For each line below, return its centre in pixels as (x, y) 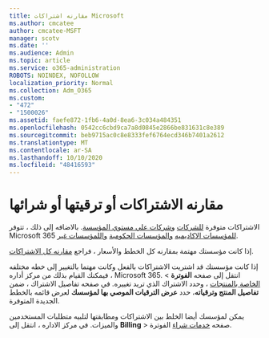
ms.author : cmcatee (42, 23)
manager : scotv (34, 38)
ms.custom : (27, 98)
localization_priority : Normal (61, 83)
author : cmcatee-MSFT (45, 31)
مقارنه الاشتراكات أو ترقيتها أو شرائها (116, 205)
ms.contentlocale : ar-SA (50, 150)
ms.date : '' (29, 46)
